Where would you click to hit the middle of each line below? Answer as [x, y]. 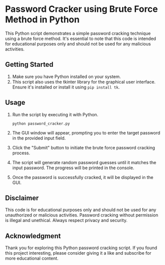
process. [21, 153]
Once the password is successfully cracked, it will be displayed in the [83, 177]
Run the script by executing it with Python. [55, 114]
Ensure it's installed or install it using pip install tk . [66, 87]
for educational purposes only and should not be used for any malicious [78, 44]
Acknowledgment [33, 236]
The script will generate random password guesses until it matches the [84, 162]
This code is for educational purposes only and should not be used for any [81, 210]
